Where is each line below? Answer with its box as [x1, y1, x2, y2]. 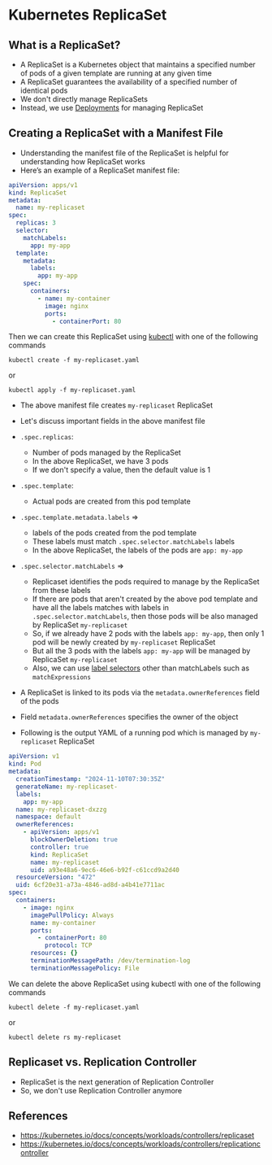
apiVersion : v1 [8, 753, 60, 761]
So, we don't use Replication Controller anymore [19, 1085, 183, 1095]
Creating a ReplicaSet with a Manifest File [8, 126, 223, 140]
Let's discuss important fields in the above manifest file [19, 417, 205, 426]
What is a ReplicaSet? [8, 38, 121, 52]
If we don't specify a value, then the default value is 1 [32, 465, 211, 475]
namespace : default [15, 813, 82, 821]
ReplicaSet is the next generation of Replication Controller [19, 1076, 214, 1087]
